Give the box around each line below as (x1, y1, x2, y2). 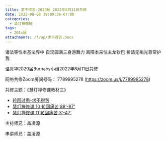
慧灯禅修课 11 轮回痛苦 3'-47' (12, 109, 72, 115)
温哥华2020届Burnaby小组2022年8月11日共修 (5, 65, 98, 72)
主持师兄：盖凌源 (5, 120, 40, 126)
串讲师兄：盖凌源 (5, 131, 40, 137)
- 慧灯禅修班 (9, 21, 33, 26)
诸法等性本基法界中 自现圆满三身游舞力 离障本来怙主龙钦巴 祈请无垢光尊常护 (5, 49, 162, 55)
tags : (5, 26, 16, 31)
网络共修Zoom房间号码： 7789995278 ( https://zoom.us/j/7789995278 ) (5, 76, 151, 82)
